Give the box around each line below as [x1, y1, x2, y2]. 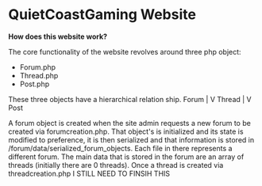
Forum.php [19, 62, 56, 72]
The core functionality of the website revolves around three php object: [8, 47, 241, 56]
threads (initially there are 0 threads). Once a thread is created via [8, 160, 224, 169]
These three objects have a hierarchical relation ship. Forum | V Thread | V [8, 94, 252, 104]
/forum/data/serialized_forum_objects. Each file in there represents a [8, 143, 233, 153]
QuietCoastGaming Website [8, 6, 197, 24]
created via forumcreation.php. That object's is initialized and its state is [8, 127, 244, 136]
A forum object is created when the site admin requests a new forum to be [8, 118, 252, 127]
